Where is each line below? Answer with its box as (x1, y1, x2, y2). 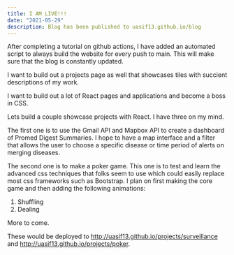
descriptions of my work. (7, 78, 79, 87)
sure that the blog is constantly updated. (7, 57, 124, 66)
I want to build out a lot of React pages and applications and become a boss (7, 92, 226, 100)
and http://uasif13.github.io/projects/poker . (7, 240, 131, 248)
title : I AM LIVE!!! (7, 10, 68, 17)
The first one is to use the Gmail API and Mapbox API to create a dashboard (7, 126, 225, 135)
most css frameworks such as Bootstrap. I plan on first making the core (7, 177, 213, 185)
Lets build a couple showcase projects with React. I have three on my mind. (7, 112, 224, 121)
